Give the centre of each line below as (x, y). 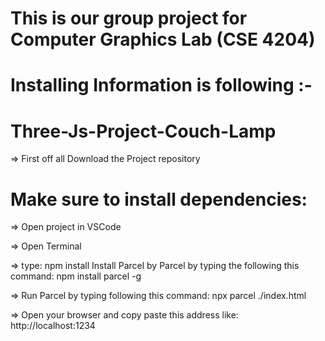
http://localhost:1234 (53, 326)
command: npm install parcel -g (76, 276)
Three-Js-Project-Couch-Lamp (143, 131)
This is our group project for (129, 18)
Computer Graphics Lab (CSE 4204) (163, 39)
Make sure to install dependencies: (159, 199)
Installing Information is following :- (161, 85)
